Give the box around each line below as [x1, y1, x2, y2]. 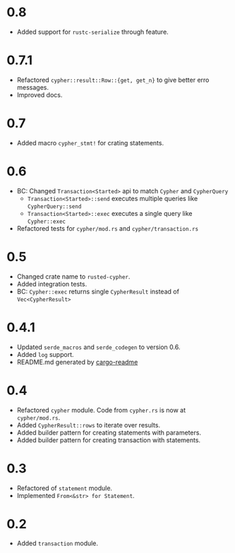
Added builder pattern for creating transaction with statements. [16, 435, 201, 444]
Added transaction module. [16, 539, 99, 547]
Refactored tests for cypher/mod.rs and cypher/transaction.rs [16, 224, 199, 233]
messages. [16, 83, 49, 92]
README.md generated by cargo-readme [16, 358, 138, 366]
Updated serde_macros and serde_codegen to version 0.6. [16, 343, 181, 351]
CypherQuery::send [27, 202, 82, 210]
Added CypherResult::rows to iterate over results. [16, 420, 160, 429]
